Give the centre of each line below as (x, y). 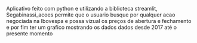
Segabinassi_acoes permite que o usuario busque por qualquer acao (91, 15)
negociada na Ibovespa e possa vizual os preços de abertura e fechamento (99, 21)
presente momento (30, 34)
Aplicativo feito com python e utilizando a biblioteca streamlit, (82, 9)
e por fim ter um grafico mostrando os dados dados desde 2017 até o (92, 27)
